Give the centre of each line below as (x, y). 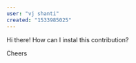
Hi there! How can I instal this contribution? (68, 39)
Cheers (17, 53)
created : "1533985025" (39, 20)
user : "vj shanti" (33, 13)
